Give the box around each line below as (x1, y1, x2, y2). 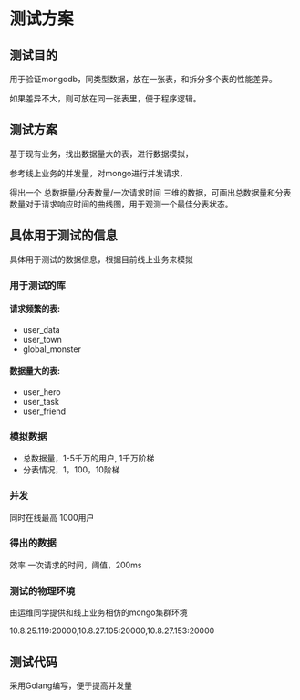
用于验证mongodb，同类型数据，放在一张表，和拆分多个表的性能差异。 (9, 74, 278, 84)
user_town (22, 334, 62, 345)
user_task (22, 396, 59, 407)
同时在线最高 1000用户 (9, 512, 95, 523)
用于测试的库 (9, 279, 67, 292)
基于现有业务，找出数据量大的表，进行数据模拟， (9, 148, 193, 159)
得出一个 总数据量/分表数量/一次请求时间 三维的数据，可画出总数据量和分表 (9, 186, 292, 197)
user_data (22, 323, 61, 334)
